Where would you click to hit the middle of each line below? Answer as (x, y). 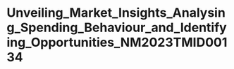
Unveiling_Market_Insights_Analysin (116, 13)
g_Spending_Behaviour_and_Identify (117, 28)
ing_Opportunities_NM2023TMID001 (117, 43)
